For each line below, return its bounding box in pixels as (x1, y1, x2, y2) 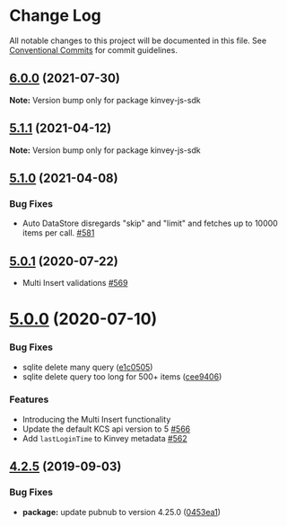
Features (9, 393, 49, 406)
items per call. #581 (22, 227, 95, 238)
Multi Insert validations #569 (22, 278, 128, 289)
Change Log (9, 5, 101, 26)
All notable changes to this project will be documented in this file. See (9, 35, 267, 46)
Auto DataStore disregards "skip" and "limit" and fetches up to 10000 (22, 218, 278, 229)
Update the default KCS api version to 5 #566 (22, 423, 191, 434)
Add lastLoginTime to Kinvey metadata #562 (22, 432, 187, 443)
